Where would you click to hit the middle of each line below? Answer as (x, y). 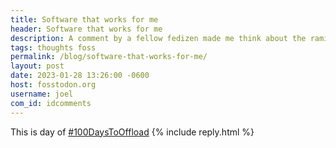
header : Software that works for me (86, 29)
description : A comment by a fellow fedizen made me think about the (158, 38)
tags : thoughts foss (53, 47)
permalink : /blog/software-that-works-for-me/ (109, 57)
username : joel (42, 94)
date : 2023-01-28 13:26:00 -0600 (80, 76)
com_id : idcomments (51, 103)
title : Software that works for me (84, 19)
